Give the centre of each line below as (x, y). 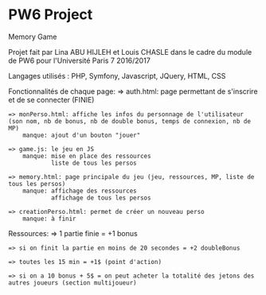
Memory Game (33, 37)
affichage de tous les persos (101, 198)
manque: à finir (50, 219)
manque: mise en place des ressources (87, 156)
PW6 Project (51, 15)
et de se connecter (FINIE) (51, 99)
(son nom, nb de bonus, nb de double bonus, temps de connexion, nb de (129, 121)
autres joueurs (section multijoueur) (72, 283)
